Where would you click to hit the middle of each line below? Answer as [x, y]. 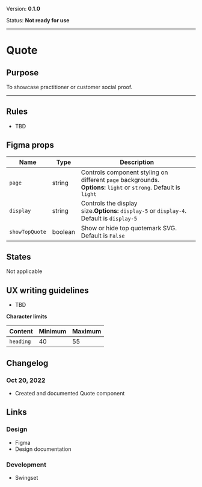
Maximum [87, 331]
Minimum [53, 331]
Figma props [30, 145]
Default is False [103, 236]
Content [21, 331]
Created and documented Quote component [70, 393]
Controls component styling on [124, 172]
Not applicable [24, 271]
